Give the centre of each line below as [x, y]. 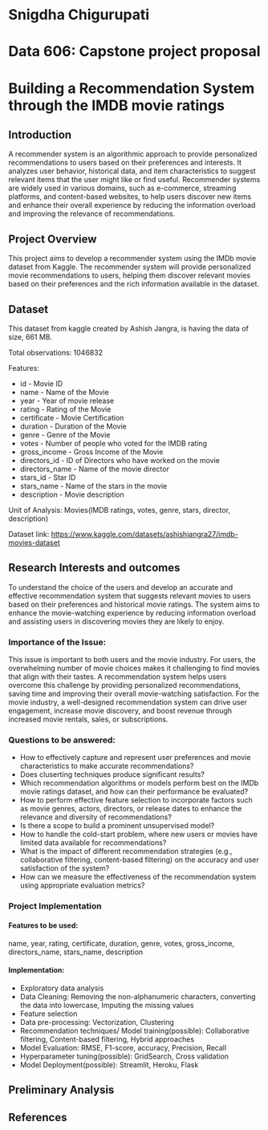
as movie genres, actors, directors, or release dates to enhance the [131, 809]
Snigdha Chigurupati [79, 15]
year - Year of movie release [67, 400]
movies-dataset [34, 543]
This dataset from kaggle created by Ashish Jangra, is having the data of [128, 328]
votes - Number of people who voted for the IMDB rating [113, 443]
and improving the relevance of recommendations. [92, 213]
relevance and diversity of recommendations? [96, 817]
